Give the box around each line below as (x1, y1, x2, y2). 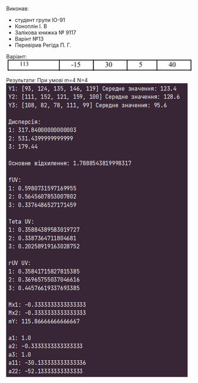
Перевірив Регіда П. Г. (14, 41, 72, 48)
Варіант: (6, 53, 27, 60)
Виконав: (6, 5, 30, 12)
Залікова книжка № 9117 (14, 29, 77, 36)
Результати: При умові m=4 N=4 (6, 77, 88, 84)
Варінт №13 (14, 35, 44, 42)
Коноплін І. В (14, 23, 47, 30)
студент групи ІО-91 (14, 17, 66, 23)
